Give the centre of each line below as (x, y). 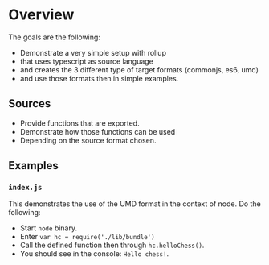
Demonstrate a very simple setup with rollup (93, 52)
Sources (30, 104)
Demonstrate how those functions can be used (98, 131)
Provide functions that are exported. (79, 123)
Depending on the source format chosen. (88, 140)
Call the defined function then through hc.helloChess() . (112, 245)
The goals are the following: (54, 37)
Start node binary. (49, 228)
